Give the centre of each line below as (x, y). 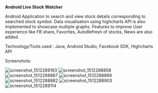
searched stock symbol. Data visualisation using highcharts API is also (75, 22)
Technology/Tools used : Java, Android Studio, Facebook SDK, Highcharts (79, 46)
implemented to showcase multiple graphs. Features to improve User (74, 27)
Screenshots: (18, 61)
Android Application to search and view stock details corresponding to (75, 16)
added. (12, 37)
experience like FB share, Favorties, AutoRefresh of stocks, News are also (79, 32)
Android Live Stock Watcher (34, 7)
